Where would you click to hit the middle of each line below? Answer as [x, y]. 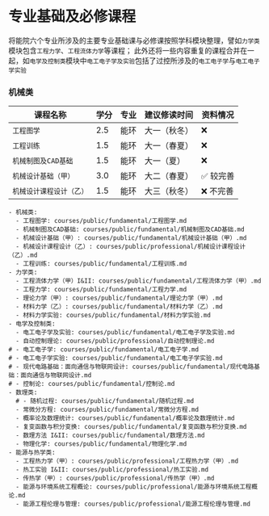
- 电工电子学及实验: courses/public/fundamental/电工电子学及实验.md [125, 333]
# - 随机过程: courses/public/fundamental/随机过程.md [105, 401]
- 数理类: [23, 392]
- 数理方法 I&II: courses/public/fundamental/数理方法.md [110, 436]
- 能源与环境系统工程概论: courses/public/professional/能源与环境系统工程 [134, 487]
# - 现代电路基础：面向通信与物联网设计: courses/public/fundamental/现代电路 [131, 367]
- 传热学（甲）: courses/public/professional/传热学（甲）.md [115, 478]
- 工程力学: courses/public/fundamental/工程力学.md [101, 290]
